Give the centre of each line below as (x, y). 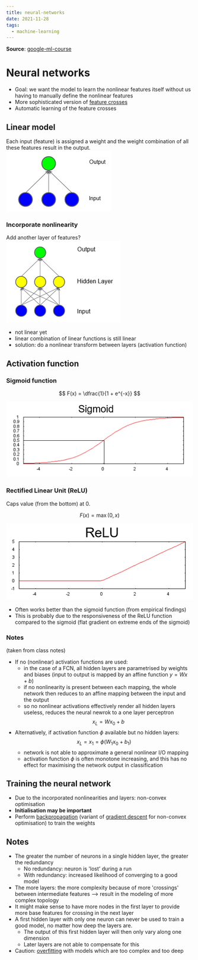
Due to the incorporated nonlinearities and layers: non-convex (91, 798)
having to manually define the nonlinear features (74, 96)
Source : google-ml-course (39, 49)
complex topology (37, 901)
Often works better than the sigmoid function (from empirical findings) (100, 610)
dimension (36, 938)
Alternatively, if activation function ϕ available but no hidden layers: (97, 732)
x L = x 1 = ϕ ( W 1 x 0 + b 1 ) (104, 742)
